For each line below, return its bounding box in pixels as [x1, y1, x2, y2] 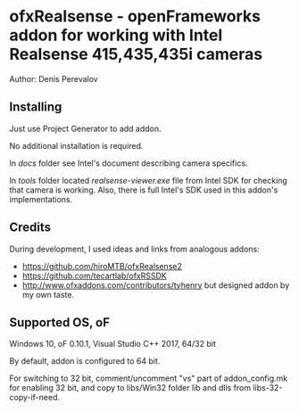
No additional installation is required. [9, 140, 144, 151]
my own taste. [21, 289, 75, 300]
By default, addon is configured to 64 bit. [9, 356, 161, 366]
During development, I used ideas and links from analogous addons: [9, 243, 261, 254]
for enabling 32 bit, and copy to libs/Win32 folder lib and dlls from [9, 382, 252, 393]
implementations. [9, 193, 73, 204]
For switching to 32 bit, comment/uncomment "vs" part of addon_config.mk [9, 373, 288, 384]
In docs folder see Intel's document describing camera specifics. [9, 158, 248, 169]
